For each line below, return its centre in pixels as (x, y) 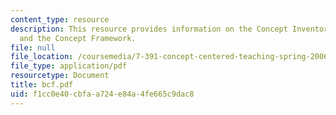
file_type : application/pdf (69, 66)
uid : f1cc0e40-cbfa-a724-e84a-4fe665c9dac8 (102, 94)
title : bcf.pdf (42, 85)
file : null (33, 47)
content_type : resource (60, 19)
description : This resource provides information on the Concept (149, 29)
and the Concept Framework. (78, 38)
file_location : (42, 57)
